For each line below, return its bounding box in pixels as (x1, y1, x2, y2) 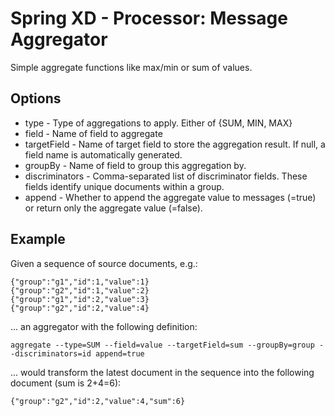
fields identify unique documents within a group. (24, 180, 225, 192)
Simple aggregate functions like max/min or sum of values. (10, 61, 253, 73)
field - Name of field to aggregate (24, 127, 163, 139)
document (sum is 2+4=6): (10, 377, 122, 389)
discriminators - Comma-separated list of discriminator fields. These (24, 170, 308, 182)
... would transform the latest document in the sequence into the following (10, 366, 315, 378)
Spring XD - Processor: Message (10, 7, 288, 30)
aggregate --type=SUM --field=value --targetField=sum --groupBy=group (10, 340, 315, 350)
